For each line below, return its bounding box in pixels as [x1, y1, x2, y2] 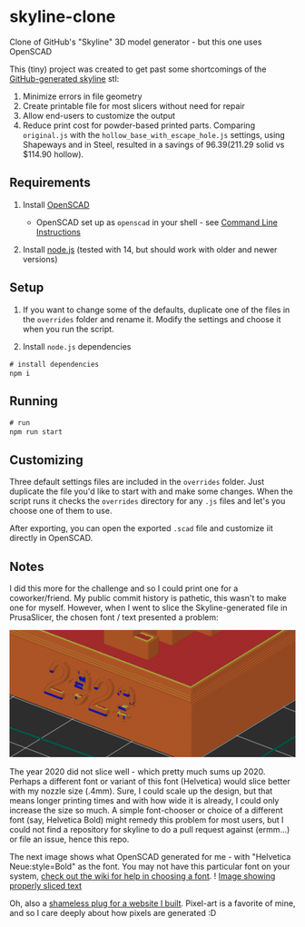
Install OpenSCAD [22, 199, 90, 210]
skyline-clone [9, 6, 116, 27]
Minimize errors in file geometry [22, 91, 143, 102]
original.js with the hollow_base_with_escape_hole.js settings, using [22, 129, 286, 140]
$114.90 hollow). [22, 148, 84, 160]
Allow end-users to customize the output [22, 110, 175, 121]
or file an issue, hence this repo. [9, 833, 130, 845]
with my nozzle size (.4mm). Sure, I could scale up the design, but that [9, 785, 273, 796]
